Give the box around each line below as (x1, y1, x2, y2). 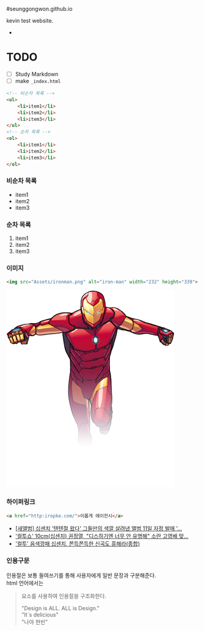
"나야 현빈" (21, 618, 48, 626)
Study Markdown (15, 70, 59, 78)
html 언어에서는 (6, 579, 44, 586)
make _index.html (15, 78, 61, 84)
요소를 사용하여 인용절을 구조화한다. (21, 592, 107, 599)
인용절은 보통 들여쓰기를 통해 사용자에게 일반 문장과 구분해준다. (6, 571, 157, 579)
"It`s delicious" (21, 611, 59, 618)
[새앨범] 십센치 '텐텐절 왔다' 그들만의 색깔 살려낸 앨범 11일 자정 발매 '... (15, 525, 183, 532)
